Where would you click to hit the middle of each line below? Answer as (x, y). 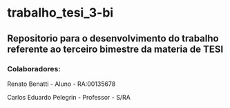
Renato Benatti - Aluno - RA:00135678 (61, 84)
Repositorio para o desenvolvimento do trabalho (113, 38)
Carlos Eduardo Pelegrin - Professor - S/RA (69, 97)
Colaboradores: (34, 69)
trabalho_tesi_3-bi (60, 13)
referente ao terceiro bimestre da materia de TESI (115, 49)
